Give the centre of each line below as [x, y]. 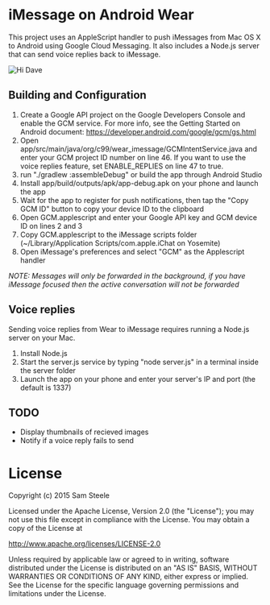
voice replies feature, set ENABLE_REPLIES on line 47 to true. [122, 166]
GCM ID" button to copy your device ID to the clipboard [112, 209]
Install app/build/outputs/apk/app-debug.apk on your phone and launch [139, 183]
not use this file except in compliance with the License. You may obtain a [129, 520]
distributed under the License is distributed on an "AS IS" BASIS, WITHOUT [133, 568]
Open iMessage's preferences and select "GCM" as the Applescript [132, 251]
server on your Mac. [42, 338]
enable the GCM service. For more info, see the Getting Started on [130, 123]
